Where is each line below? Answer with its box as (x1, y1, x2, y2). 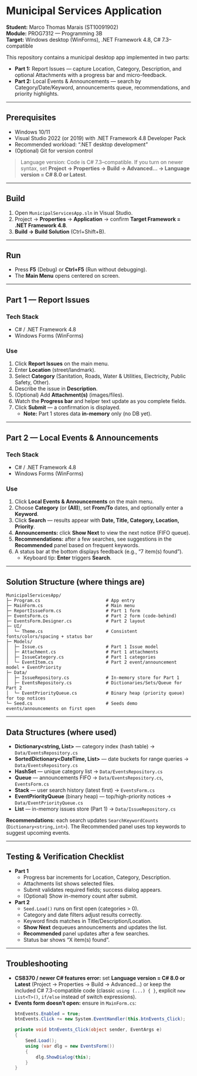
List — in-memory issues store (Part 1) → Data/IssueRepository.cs (14, 805, 176, 812)
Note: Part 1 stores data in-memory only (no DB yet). (23, 410, 152, 417)
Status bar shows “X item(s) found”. (23, 936, 110, 943)
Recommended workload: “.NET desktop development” (14, 141, 148, 148)
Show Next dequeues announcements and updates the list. (23, 924, 167, 931)
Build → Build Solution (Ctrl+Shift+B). (14, 228, 106, 235)
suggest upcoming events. (6, 829, 70, 836)
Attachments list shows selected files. (23, 880, 115, 887)
